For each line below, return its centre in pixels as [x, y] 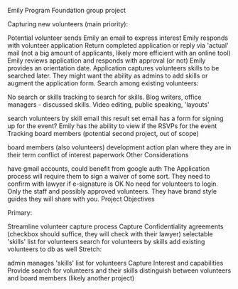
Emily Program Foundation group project [67, 10]
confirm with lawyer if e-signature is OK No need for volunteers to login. [113, 184]
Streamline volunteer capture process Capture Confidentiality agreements [115, 226]
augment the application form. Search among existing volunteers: [103, 83]
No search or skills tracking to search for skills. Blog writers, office [104, 97]
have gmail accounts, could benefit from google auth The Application [109, 169]
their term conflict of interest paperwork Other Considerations [98, 155]
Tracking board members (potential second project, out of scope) [103, 133]
